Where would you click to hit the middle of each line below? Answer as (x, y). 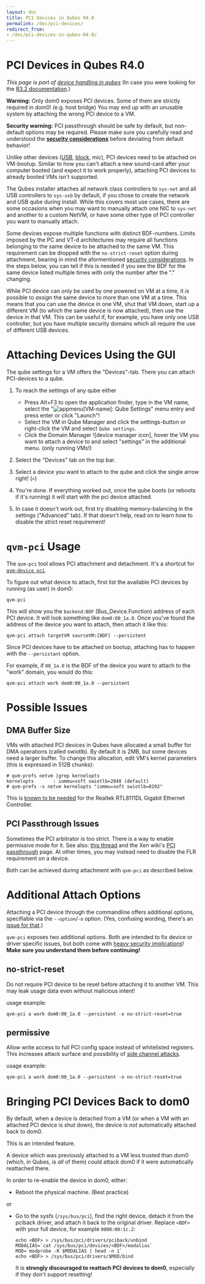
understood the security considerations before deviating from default (95, 139)
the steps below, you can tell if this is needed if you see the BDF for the (96, 266)
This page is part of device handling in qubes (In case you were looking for (101, 82)
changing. (19, 279)
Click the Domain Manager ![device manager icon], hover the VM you (111, 435)
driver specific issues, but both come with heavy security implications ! (95, 943)
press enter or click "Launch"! (62, 415)
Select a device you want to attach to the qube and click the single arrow (107, 472)
